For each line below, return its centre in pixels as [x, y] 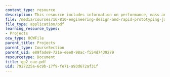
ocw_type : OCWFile [25, 38]
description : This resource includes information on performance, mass [82, 15]
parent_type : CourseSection [35, 48]
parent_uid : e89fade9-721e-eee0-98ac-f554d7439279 [60, 52]
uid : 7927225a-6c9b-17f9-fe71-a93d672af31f [52, 66]
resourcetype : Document [30, 57]
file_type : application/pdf [35, 24]
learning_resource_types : [32, 29]
